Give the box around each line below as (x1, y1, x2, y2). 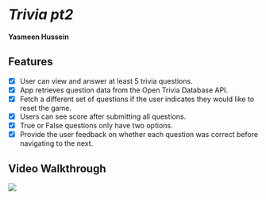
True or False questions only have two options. (19, 121, 173, 130)
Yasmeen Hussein (8, 32, 69, 41)
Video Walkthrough (8, 162, 106, 175)
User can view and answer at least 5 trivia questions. (19, 76, 193, 85)
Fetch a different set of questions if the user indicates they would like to (19, 94, 255, 104)
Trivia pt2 (8, 6, 74, 24)
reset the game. (19, 103, 71, 112)
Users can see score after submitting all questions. (19, 112, 187, 121)
